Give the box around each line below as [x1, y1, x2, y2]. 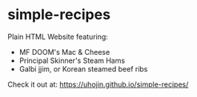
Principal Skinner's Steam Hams [18, 56, 126, 65]
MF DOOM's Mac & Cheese [18, 47, 111, 56]
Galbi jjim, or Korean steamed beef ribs [18, 64, 148, 73]
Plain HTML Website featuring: [7, 32, 109, 41]
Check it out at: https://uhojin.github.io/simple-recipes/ [7, 80, 189, 89]
